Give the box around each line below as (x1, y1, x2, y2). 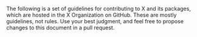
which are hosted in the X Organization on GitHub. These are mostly (6, 11, 177, 18)
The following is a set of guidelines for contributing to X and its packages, (6, 5, 192, 12)
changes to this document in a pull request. (6, 24, 115, 31)
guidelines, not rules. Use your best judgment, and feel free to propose (6, 18, 184, 24)
